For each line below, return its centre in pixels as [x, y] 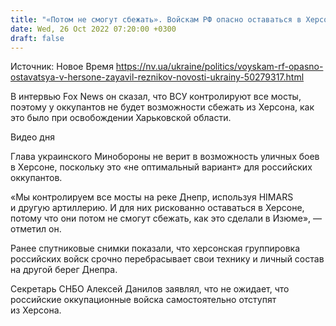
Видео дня [32, 137]
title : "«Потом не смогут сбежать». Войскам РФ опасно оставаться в [156, 19]
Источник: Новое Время [62, 67]
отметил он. [36, 229]
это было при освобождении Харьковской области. [121, 118]
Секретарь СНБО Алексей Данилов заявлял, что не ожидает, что [150, 289]
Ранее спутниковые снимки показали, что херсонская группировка [155, 248]
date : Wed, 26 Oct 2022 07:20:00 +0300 [93, 29]
